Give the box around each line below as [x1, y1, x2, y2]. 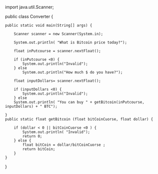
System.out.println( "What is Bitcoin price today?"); [14, 40, 127, 45]
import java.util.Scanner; [5, 4, 54, 10]
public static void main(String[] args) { [5, 23, 92, 28]
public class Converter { [5, 14, 53, 19]
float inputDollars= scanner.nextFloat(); [14, 78, 101, 83]
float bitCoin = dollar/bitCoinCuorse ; [22, 142, 105, 147]
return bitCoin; [22, 147, 55, 152]
